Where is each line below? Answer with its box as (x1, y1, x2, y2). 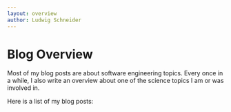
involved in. (7, 84, 40, 92)
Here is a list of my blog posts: (7, 97, 94, 106)
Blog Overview (7, 46, 93, 62)
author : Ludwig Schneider (7, 17, 81, 24)
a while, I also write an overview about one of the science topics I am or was (7, 77, 224, 85)
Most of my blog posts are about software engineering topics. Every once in (7, 69, 223, 77)
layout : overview (7, 10, 57, 17)
